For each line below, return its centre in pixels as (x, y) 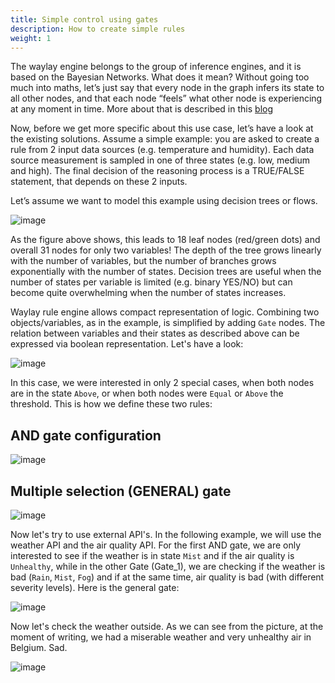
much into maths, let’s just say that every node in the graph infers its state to (167, 88)
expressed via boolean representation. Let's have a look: (127, 344)
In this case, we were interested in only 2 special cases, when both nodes (162, 383)
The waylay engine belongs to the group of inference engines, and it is (156, 67)
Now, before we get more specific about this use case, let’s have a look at (162, 128)
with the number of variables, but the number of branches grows (143, 261)
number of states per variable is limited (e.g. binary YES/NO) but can (151, 282)
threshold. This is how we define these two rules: (111, 404)
